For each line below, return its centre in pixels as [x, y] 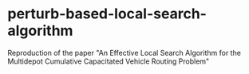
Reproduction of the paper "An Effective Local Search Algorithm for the [124, 53]
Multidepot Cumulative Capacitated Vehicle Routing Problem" [109, 61]
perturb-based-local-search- [107, 14]
